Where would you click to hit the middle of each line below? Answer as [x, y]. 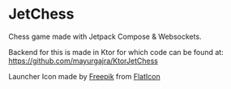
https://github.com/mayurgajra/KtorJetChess [83, 61]
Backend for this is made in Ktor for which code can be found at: [116, 52]
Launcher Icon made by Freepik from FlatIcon [84, 76]
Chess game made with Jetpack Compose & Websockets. [105, 36]
